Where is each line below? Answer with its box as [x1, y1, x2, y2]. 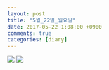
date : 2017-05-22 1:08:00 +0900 [7, 23, 102, 30]
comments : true [7, 29, 52, 37]
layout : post [7, 10, 46, 17]
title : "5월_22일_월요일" [7, 17, 76, 24]
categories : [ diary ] [7, 36, 68, 43]
